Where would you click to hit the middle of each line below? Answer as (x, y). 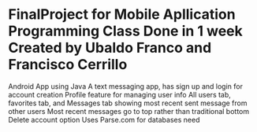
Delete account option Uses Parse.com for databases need (104, 119)
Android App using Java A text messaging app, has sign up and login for (125, 86)
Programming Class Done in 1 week (125, 31)
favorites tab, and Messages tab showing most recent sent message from (128, 103)
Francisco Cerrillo (68, 65)
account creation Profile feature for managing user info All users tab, (119, 94)
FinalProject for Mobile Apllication (122, 15)
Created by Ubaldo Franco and (110, 48)
